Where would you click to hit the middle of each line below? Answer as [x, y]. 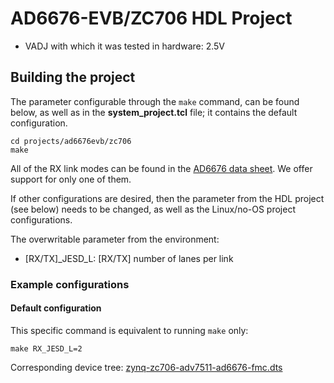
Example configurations [70, 284]
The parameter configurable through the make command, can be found [155, 101]
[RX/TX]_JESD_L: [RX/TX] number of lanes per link [129, 258]
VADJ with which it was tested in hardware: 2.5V [125, 46]
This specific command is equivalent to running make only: [129, 330]
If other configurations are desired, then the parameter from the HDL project [167, 198]
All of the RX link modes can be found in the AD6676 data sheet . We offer [161, 168]
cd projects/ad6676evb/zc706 [71, 141]
